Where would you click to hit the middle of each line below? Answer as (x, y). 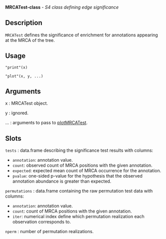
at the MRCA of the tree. (30, 40)
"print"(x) (16, 67)
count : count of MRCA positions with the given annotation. (72, 211)
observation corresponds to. (42, 222)
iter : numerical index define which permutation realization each (78, 217)
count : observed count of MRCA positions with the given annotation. (83, 165)
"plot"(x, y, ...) (24, 76)
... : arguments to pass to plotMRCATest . (47, 123)
